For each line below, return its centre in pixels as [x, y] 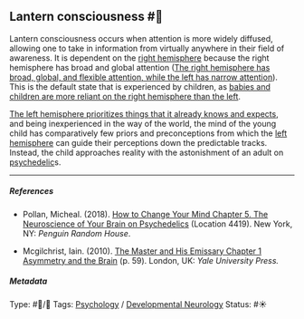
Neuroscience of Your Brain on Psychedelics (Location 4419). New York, [157, 224]
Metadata [28, 281]
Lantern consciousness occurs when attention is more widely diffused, [141, 38]
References [32, 191]
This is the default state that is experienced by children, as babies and [140, 86]
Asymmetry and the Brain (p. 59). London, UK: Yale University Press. [150, 260]
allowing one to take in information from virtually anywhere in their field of [147, 48]
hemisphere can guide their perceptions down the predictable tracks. [138, 142]
